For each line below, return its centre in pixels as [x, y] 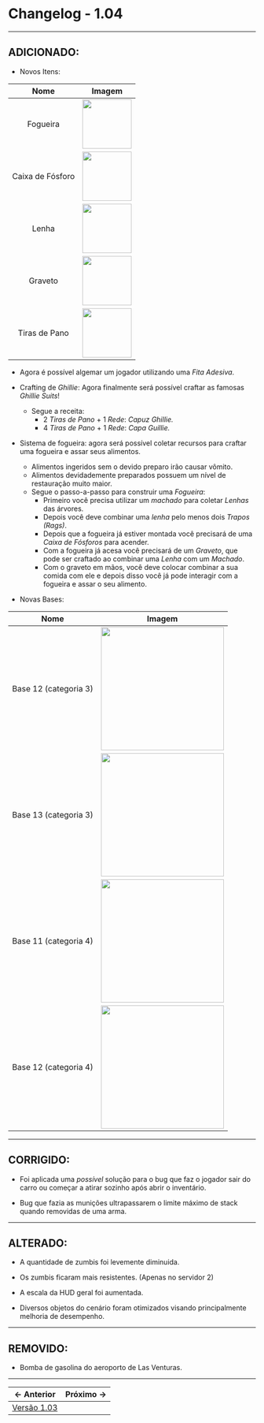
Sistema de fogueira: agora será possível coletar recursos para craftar [133, 443]
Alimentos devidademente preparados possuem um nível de [128, 475]
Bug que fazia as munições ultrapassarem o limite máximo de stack [128, 1202]
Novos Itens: [40, 71]
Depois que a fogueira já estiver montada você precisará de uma [148, 534]
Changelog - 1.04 [66, 14]
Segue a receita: [58, 411]
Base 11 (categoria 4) [53, 941]
